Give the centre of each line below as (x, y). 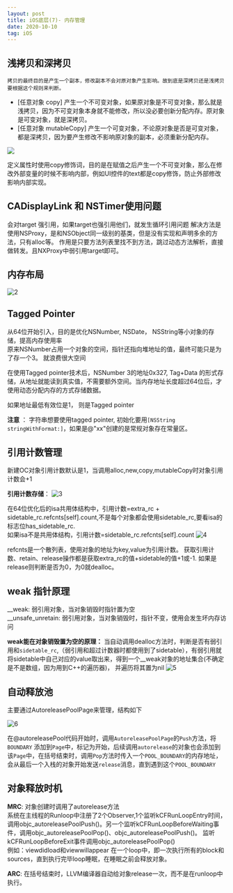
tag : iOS (20, 33)
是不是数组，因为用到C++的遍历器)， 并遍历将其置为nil (86, 668)
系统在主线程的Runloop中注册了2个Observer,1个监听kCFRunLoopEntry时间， (117, 815)
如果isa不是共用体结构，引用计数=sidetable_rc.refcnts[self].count (101, 535)
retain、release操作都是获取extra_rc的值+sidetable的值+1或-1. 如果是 (118, 558)
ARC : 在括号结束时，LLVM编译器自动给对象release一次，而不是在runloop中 (115, 873)
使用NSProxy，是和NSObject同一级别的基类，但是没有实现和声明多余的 (110, 233)
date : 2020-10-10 (32, 26)
